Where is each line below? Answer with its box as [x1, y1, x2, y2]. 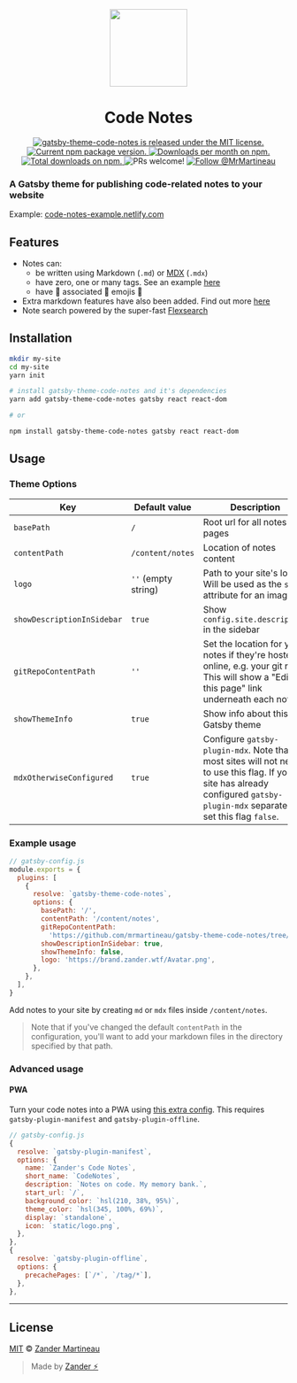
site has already [202, 776, 270, 789]
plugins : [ [17, 873, 57, 882]
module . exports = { [9, 865, 81, 874]
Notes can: [21, 259, 62, 269]
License [9, 1319, 54, 1335]
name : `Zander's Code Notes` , [25, 1163, 137, 1172]
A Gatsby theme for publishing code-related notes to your [9, 177, 263, 189]
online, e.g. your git [202, 660, 283, 672]
